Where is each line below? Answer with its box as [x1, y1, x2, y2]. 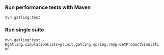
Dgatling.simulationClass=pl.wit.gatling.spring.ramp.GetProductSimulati [5, 42, 160, 47]
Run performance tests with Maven [5, 4, 91, 11]
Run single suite [5, 27, 44, 33]
